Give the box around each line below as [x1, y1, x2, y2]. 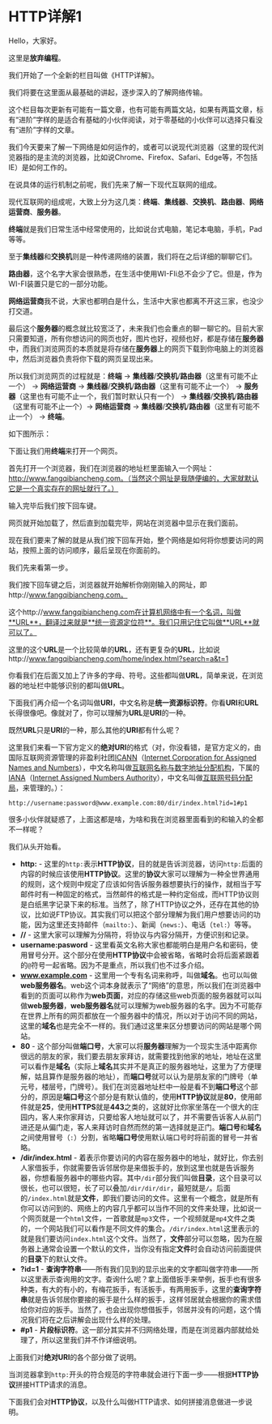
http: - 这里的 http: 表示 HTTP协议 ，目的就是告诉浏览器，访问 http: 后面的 [19, 858, 263, 868]
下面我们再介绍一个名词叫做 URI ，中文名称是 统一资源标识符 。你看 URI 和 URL [8, 698, 259, 708]
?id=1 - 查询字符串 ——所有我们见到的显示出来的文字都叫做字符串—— [19, 1264, 253, 1273]
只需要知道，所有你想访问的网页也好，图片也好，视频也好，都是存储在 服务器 [8, 333, 264, 343]
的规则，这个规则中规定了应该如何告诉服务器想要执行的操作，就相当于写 [19, 879, 261, 888]
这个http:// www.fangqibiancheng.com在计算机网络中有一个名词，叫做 [8, 607, 241, 617]
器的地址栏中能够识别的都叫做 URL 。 [8, 680, 130, 690]
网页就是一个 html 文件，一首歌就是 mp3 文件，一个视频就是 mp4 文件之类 [27, 1213, 256, 1223]
